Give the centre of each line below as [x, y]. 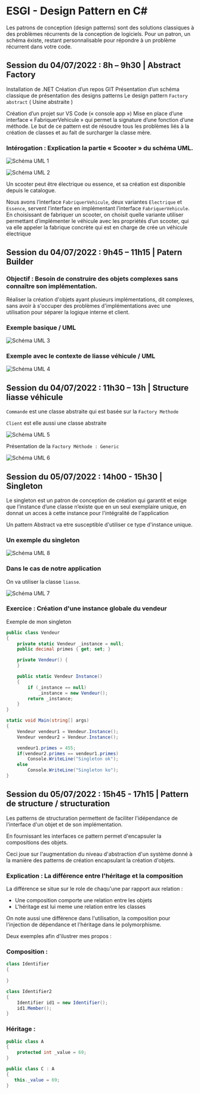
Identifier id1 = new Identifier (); [63, 1003]
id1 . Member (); [34, 1008]
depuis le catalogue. [31, 191]
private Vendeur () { [42, 660]
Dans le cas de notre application [54, 569]
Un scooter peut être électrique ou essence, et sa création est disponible [96, 184]
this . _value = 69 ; [37, 1080]
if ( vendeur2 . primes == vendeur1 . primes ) [68, 753]
